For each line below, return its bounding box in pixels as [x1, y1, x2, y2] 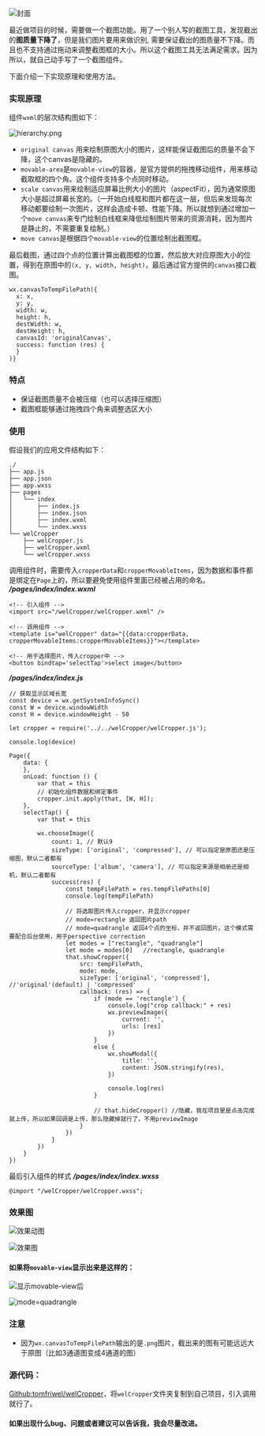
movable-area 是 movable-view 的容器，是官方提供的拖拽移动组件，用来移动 [20, 164, 258, 174]
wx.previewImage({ [107, 1008, 169, 1016]
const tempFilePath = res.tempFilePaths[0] [65, 885, 211, 893]
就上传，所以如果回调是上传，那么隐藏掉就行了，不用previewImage [9, 1115, 199, 1123]
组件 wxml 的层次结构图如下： [9, 113, 99, 122]
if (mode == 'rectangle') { [93, 995, 186, 1003]
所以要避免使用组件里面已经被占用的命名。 [71, 575, 210, 584]
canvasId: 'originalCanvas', [16, 334, 112, 343]
